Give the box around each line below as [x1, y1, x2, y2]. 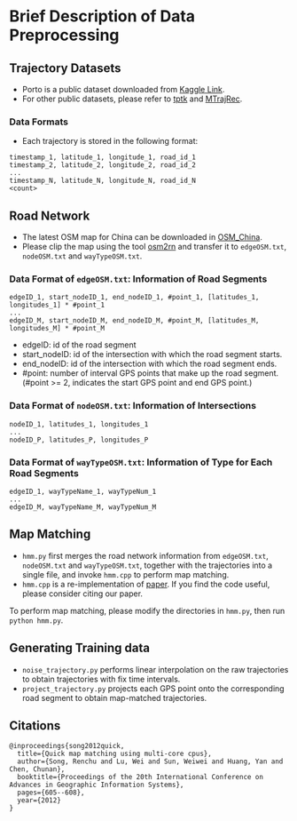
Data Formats [9, 116, 69, 128]
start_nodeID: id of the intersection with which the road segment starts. [21, 349, 283, 360]
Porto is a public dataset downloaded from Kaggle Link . [21, 84, 225, 94]
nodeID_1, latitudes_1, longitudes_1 [9, 419, 149, 428]
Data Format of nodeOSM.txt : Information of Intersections [9, 400, 257, 412]
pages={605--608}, [17, 788, 86, 797]
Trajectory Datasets [9, 60, 121, 76]
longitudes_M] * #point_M [9, 324, 105, 333]
